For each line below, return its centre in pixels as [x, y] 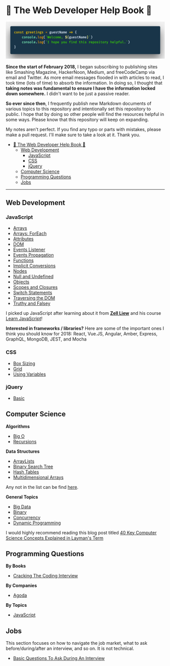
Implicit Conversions [34, 266]
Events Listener [29, 249]
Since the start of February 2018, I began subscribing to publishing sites [82, 67]
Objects [21, 282]
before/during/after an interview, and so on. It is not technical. [70, 649]
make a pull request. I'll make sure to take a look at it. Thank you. [73, 135]
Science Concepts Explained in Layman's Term [55, 538]
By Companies [21, 586]
